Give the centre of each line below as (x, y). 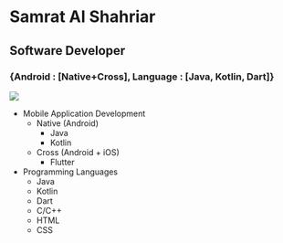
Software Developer (68, 51)
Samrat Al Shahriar (83, 17)
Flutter (62, 162)
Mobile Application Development (84, 113)
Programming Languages (70, 172)
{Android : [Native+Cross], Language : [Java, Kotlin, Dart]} (142, 77)
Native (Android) (67, 123)
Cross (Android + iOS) (78, 152)
